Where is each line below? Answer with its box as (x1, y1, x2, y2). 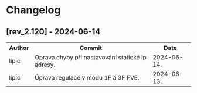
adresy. (35, 60, 56, 69)
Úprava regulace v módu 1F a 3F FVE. (35, 74, 140, 81)
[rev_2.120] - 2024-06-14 (6, 27, 101, 37)
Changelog (6, 3, 61, 17)
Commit (79, 44, 103, 52)
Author (9, 44, 29, 52)
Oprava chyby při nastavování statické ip (35, 53, 147, 61)
